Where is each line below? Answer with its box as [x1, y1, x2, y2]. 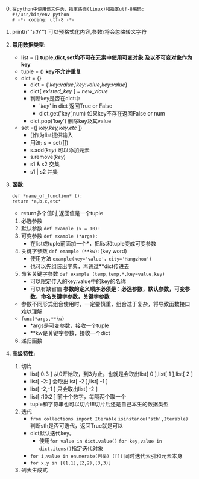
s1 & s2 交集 [30, 160, 60, 168]
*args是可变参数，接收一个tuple [30, 322, 110, 329]
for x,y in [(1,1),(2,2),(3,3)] [30, 460, 112, 466]
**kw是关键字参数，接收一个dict [30, 330, 110, 336]
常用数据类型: [11, 41, 46, 48]
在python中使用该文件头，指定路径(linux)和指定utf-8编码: [11, 6, 145, 12]
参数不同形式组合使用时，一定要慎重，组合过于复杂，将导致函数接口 [21, 301, 191, 307]
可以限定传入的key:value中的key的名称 [30, 278, 127, 285]
